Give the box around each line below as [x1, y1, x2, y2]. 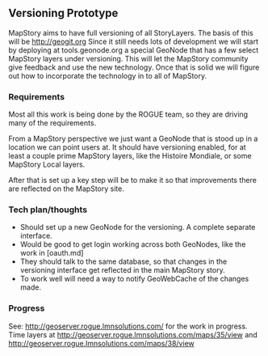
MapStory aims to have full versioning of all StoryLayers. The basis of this [8, 28, 253, 37]
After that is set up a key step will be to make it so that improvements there [8, 176, 257, 185]
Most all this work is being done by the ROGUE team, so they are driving [8, 109, 249, 120]
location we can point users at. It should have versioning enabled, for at [8, 142, 246, 152]
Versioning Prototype [8, 6, 119, 20]
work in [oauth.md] [19, 248, 84, 258]
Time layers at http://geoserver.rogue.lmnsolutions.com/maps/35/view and [8, 329, 258, 339]
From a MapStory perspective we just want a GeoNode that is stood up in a [8, 133, 258, 144]
